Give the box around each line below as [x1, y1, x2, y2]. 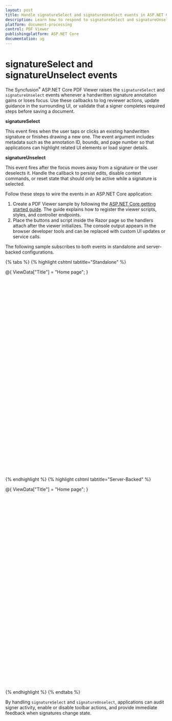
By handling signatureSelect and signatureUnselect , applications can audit [5, 699, 164, 705]
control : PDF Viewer [5, 27, 50, 32]
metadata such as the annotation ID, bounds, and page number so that [5, 139, 155, 146]
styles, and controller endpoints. [12, 212, 81, 218]
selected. [5, 181, 25, 187]
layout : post [5, 7, 33, 13]
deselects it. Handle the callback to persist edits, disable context [5, 170, 142, 176]
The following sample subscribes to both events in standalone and [5, 244, 145, 250]
